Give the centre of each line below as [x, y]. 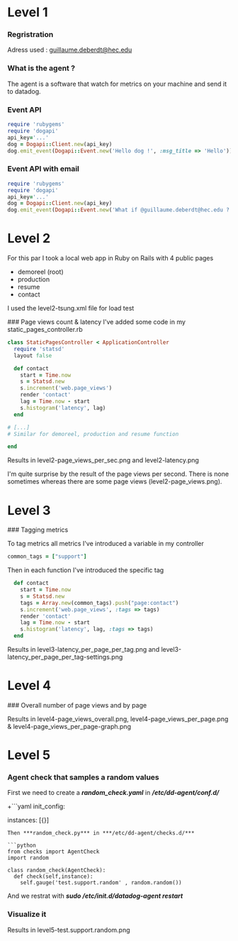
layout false [33, 355]
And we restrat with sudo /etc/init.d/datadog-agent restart [95, 896]
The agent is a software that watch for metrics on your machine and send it [117, 84]
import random [28, 858]
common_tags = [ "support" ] [47, 557]
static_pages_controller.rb [45, 330]
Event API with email [43, 169]
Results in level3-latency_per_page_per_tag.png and [84, 649]
